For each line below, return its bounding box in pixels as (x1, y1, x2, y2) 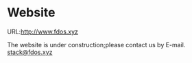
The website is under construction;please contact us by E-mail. (7, 40, 186, 49)
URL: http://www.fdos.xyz (7, 27, 79, 36)
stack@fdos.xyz (7, 48, 53, 56)
